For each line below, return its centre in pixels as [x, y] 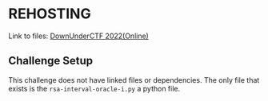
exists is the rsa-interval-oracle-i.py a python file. [94, 88]
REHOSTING [50, 14]
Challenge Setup [51, 61]
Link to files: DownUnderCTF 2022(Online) [79, 36]
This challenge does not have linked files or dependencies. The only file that [134, 80]
